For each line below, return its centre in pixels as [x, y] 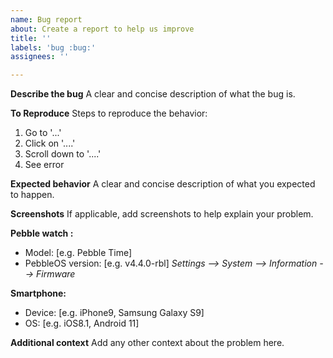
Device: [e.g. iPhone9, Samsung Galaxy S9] [114, 313]
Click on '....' [50, 143]
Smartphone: [38, 293]
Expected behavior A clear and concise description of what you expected [163, 184]
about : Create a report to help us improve [102, 29]
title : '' [31, 38]
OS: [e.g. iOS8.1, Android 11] [82, 323]
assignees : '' [40, 57]
